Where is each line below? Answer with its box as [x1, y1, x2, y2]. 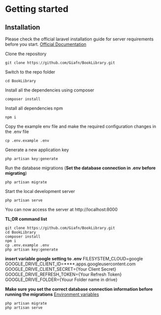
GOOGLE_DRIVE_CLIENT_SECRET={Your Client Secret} [5, 266, 116, 272]
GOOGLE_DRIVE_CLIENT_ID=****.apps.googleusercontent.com [5, 261, 136, 267]
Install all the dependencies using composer [5, 87, 95, 93]
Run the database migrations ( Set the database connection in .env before [5, 165, 156, 171]
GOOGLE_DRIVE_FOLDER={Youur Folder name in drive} [5, 277, 118, 283]
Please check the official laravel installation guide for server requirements [5, 36, 154, 42]
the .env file [5, 129, 29, 134]
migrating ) [5, 170, 27, 176]
